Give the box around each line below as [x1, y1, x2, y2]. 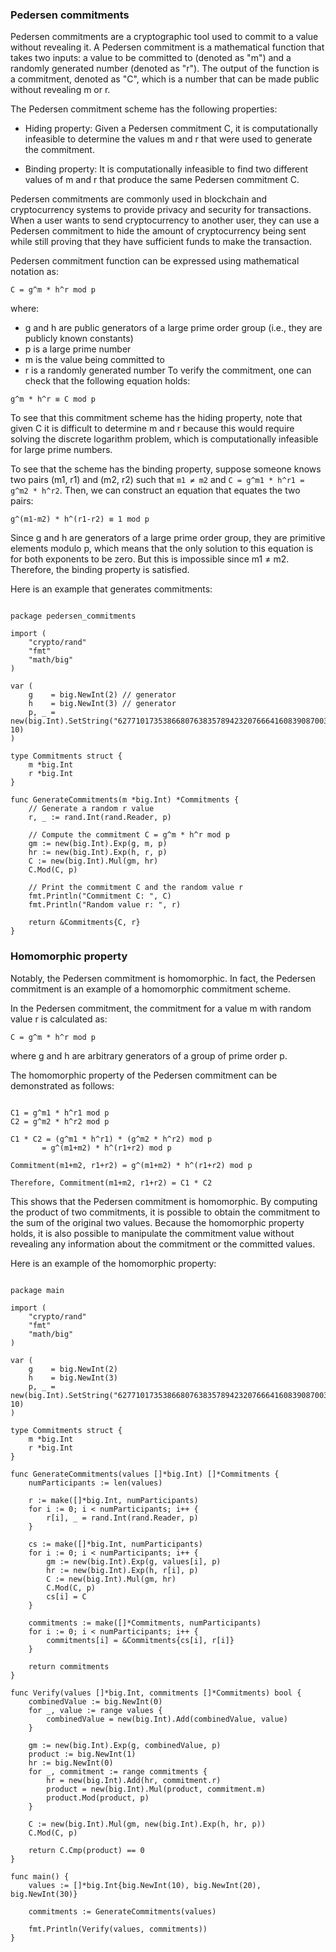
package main [10, 1285, 65, 1295]
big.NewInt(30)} [10, 1889, 78, 1899]
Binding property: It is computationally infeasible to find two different [24, 163, 309, 175]
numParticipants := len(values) [28, 1478, 163, 1488]
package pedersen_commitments [10, 611, 137, 622]
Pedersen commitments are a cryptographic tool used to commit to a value [10, 31, 319, 43]
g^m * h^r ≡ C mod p [10, 394, 97, 405]
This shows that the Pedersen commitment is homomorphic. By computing [10, 1195, 318, 1207]
